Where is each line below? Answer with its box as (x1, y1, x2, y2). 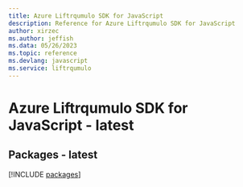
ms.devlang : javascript (8, 57, 89, 65)
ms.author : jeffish (8, 34, 74, 43)
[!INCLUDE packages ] (8, 169, 81, 179)
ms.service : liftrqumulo (8, 64, 92, 73)
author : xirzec (8, 27, 60, 35)
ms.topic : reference (8, 49, 78, 57)
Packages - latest (8, 148, 98, 162)
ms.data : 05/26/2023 (8, 42, 78, 50)
